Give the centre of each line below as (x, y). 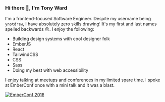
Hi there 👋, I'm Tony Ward (36, 8)
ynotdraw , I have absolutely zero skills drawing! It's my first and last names (81, 24)
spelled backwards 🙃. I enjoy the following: (50, 29)
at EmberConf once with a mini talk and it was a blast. (60, 85)
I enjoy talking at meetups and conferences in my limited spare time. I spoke (83, 80)
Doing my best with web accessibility (50, 70)
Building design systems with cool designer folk (61, 39)
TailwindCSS (25, 54)
